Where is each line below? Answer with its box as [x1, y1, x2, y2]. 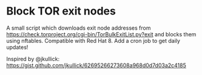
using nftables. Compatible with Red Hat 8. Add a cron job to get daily [6, 37, 181, 44]
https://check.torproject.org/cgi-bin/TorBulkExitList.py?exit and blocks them [6, 30, 197, 37]
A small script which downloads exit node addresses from [6, 24, 151, 31]
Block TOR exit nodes [6, 4, 116, 18]
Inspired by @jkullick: [6, 55, 59, 62]
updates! [6, 44, 29, 51]
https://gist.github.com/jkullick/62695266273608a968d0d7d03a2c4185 [6, 62, 186, 69]
